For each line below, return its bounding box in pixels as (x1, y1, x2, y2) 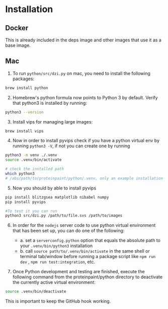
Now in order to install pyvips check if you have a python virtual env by (12, 138, 160, 144)
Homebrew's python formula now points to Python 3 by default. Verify (12, 94, 158, 100)
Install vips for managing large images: (12, 118, 93, 125)
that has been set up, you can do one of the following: (12, 228, 125, 234)
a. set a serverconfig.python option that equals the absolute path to (20, 237, 161, 243)
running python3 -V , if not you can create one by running (12, 143, 130, 149)
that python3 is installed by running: (12, 100, 87, 106)
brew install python (5, 85, 49, 90)
